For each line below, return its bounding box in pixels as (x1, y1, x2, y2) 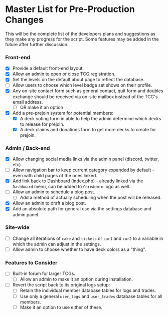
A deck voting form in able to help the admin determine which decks (20, 115, 161, 121)
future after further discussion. (5, 41, 69, 47)
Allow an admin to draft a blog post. (12, 200, 86, 206)
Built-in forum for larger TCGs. (12, 270, 75, 276)
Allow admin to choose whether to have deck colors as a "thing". (12, 246, 146, 252)
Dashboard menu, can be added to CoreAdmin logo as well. (12, 184, 130, 190)
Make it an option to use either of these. (20, 304, 103, 310)
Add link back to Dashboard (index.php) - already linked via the (12, 178, 143, 184)
